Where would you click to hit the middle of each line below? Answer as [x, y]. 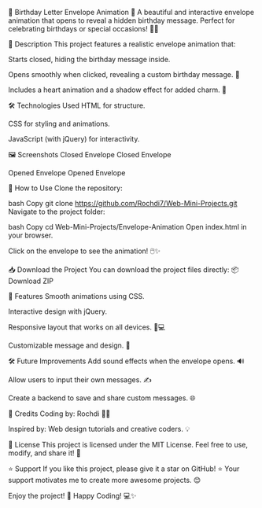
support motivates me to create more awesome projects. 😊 [105, 480]
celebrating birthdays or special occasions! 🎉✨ [83, 29]
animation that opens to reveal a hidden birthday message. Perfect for [122, 20]
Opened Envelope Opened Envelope [67, 173]
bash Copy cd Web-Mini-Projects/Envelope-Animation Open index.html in [127, 227]
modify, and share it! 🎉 [44, 453]
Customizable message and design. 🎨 [69, 345]
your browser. [31, 235]
